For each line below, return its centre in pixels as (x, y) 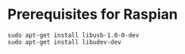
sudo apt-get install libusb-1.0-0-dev (73, 35)
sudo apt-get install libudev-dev (65, 42)
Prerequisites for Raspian (92, 14)
